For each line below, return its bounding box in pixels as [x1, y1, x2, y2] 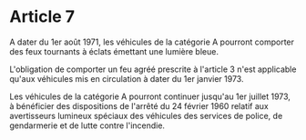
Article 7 [9, 6, 76, 27]
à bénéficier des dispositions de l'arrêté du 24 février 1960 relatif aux [9, 100, 269, 111]
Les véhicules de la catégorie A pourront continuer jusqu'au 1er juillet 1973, [9, 91, 291, 102]
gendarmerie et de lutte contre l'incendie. [9, 120, 166, 131]
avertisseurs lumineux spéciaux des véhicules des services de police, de [9, 110, 283, 121]
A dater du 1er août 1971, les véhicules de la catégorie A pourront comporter [9, 36, 294, 47]
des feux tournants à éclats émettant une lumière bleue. [9, 45, 219, 56]
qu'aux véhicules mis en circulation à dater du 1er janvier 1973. [9, 73, 244, 84]
